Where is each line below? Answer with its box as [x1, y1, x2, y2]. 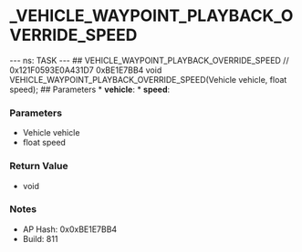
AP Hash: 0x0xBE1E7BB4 [22, 224, 118, 235]
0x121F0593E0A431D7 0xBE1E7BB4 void [9, 65, 162, 76]
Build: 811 [22, 233, 58, 244]
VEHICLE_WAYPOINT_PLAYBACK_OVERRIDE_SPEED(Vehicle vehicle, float [9, 74, 287, 85]
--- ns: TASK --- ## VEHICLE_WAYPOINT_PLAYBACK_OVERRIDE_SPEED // [9, 55, 289, 66]
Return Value [9, 160, 68, 173]
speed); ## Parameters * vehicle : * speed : [9, 84, 171, 95]
